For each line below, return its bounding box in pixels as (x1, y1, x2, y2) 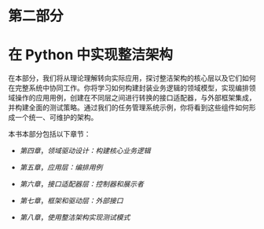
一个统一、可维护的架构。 (14, 113, 98, 122)
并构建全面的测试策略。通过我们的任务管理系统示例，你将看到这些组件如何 (8, 103, 249, 112)
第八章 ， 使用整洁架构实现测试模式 (19, 213, 130, 222)
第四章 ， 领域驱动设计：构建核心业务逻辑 (19, 146, 151, 155)
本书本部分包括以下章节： (8, 129, 91, 139)
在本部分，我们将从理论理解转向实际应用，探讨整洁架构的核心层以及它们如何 (8, 74, 256, 83)
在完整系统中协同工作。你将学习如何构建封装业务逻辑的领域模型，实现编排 (8, 83, 249, 93)
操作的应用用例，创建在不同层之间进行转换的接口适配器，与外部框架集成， (14, 93, 256, 103)
